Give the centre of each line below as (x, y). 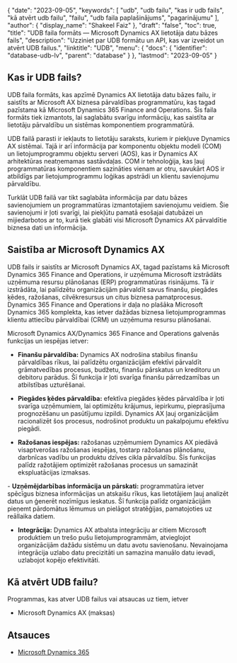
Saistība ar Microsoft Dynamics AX (86, 250)
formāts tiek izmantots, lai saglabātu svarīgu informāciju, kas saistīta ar (111, 117)
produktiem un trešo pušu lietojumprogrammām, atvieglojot (104, 537)
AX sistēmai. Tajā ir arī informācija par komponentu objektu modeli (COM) (115, 146)
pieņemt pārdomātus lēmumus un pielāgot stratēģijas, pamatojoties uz (110, 509)
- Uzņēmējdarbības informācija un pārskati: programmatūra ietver (106, 486)
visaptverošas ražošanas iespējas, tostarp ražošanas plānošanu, (112, 450)
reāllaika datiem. (31, 516)
